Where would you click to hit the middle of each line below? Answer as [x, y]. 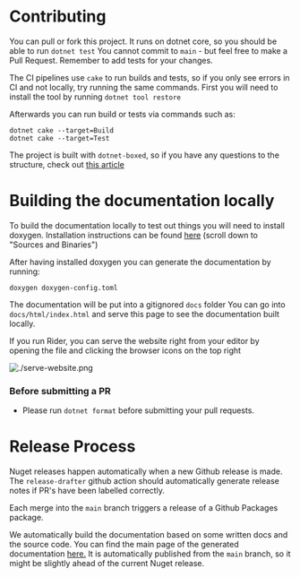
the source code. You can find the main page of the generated [124, 545]
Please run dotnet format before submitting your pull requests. [138, 410]
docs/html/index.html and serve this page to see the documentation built [145, 314]
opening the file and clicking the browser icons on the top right [125, 350]
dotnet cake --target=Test [60, 138]
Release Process [73, 447]
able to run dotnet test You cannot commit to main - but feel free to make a [149, 50]
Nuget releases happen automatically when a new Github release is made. [146, 471]
